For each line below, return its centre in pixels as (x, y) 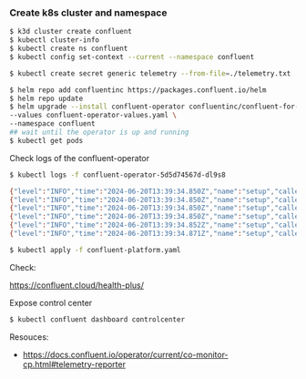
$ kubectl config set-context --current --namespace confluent (132, 56)
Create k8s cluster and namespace (88, 13)
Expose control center (51, 302)
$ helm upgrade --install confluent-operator (97, 107)
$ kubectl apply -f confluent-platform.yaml (95, 250)
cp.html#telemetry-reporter (74, 364)
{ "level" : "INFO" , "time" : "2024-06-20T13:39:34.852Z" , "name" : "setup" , (142, 225)
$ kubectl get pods (46, 140)
